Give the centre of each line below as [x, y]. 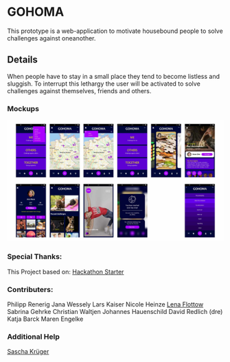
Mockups [23, 108]
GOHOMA [36, 12]
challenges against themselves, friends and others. [79, 90]
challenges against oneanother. [51, 38]
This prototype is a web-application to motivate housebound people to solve [115, 31]
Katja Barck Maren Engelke [45, 319]
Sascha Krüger [28, 352]
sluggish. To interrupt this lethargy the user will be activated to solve [104, 84]
